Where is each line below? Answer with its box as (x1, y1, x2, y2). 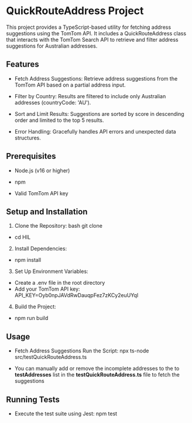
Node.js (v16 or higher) (14, 166, 70, 174)
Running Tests (6, 394, 60, 404)
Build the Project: (14, 303, 57, 310)
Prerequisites (6, 151, 56, 161)
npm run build (14, 315, 49, 322)
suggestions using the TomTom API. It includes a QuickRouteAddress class (6, 29, 186, 36)
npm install (14, 257, 42, 264)
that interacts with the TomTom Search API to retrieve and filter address (6, 36, 179, 43)
